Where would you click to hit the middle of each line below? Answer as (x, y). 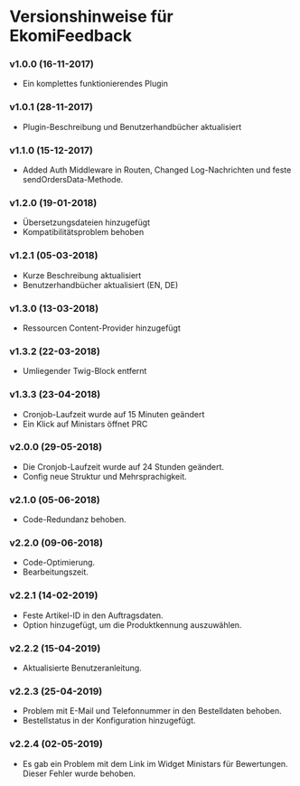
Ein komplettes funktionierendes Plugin (95, 84)
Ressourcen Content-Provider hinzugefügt (101, 328)
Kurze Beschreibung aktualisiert (82, 275)
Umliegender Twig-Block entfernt (84, 371)
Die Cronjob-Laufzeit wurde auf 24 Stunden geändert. (123, 466)
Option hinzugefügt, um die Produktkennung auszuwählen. (132, 624)
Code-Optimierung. (59, 563)
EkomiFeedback (71, 36)
